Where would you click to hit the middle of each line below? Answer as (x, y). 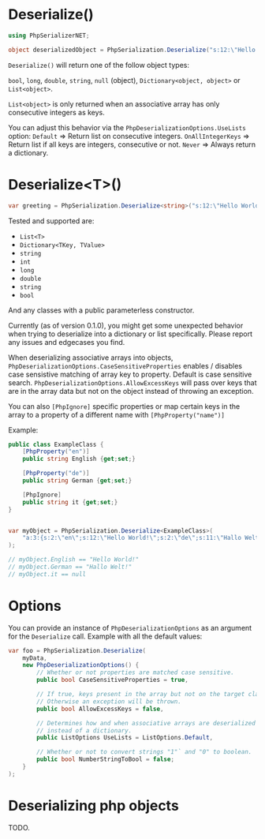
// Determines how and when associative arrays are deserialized (146, 723)
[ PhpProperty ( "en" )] (56, 451)
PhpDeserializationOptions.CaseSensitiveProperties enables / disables (125, 365)
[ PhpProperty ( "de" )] (56, 474)
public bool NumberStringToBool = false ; (106, 759)
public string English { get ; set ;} (79, 459)
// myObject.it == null (47, 574)
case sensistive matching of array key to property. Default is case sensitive (130, 374)
